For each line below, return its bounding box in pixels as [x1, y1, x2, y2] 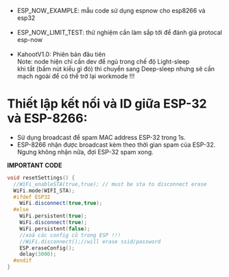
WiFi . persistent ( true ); [19, 213, 88, 219]
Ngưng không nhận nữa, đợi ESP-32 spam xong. [16, 147, 154, 156]
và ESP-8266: [7, 110, 88, 126]
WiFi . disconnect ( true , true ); [19, 200, 103, 207]
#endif [13, 257, 32, 264]
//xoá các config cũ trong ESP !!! [19, 232, 121, 239]
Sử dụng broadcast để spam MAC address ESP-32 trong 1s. [16, 133, 186, 141]
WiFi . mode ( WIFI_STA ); [13, 187, 75, 194]
